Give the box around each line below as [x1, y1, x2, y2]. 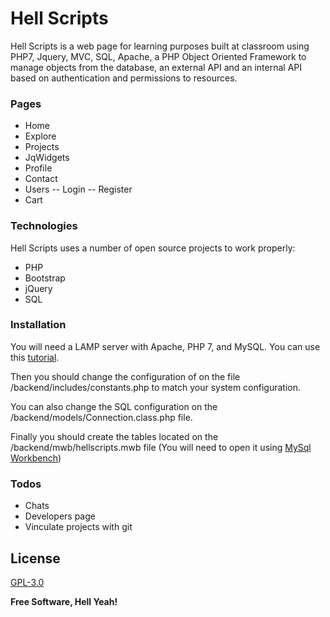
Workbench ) [10, 452, 62, 464]
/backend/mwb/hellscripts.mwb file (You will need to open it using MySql [10, 441, 312, 453]
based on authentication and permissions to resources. [10, 72, 238, 84]
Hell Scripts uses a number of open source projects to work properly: [10, 242, 296, 254]
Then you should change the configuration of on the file [10, 370, 241, 382]
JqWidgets [24, 152, 70, 164]
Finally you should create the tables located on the [10, 430, 219, 442]
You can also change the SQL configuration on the [10, 400, 218, 412]
